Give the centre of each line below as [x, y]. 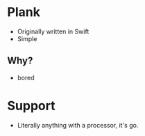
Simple [27, 38]
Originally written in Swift [53, 31]
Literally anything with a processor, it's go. [78, 125]
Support [31, 106]
